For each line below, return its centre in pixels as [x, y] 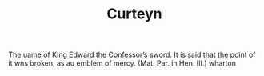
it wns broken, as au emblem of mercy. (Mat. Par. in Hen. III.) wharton [122, 63]
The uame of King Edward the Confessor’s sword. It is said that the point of [132, 55]
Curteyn [134, 14]
